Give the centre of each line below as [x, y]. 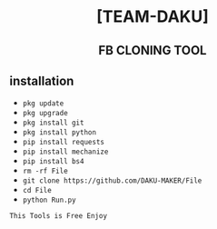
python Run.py [49, 200]
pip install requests [63, 143]
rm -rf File [45, 171]
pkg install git [53, 123]
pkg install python [59, 133]
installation [42, 80]
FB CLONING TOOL [153, 50]
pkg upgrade [45, 114]
